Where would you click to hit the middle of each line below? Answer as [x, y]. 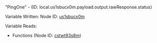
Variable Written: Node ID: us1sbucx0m [45, 16]
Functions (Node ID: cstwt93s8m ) [47, 35]
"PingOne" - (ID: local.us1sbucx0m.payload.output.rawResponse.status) [79, 7]
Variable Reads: [21, 26]
